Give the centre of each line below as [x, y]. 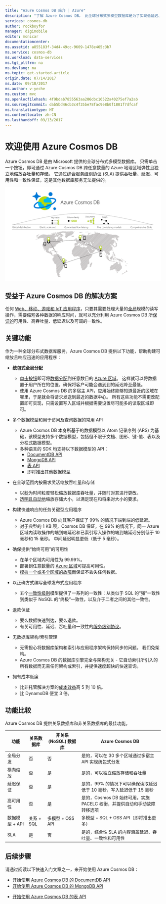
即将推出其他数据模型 [49, 472]
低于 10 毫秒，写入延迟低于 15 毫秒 [118, 790]
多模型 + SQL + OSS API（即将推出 [117, 818]
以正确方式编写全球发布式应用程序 [47, 582]
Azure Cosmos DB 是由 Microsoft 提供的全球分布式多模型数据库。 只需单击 [81, 161]
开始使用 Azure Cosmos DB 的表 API [49, 897]
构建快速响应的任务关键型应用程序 [47, 509]
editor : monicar [22, 37]
